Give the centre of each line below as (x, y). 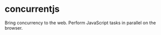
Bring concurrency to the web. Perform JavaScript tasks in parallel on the (80, 23)
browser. (14, 28)
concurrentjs (32, 9)
